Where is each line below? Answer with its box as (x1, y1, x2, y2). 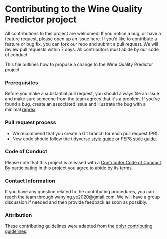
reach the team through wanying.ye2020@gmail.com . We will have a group (5, 194, 160, 200)
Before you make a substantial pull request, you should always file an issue (5, 91, 160, 97)
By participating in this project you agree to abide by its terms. (5, 165, 133, 171)
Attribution (5, 212, 32, 219)
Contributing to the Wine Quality (5, 3, 143, 15)
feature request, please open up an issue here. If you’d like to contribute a (5, 36, 157, 42)
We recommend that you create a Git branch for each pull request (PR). (12, 130, 159, 136)
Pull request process (5, 119, 56, 126)
